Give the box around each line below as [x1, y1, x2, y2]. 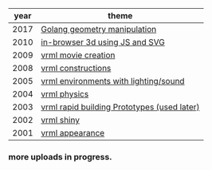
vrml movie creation [41, 49, 116, 61]
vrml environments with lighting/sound [41, 76, 185, 86]
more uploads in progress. [8, 151, 113, 162]
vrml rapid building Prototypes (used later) [41, 101, 200, 113]
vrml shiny [41, 115, 80, 125]
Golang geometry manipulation [41, 24, 157, 34]
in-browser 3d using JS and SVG [41, 37, 165, 47]
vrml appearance [41, 128, 105, 138]
